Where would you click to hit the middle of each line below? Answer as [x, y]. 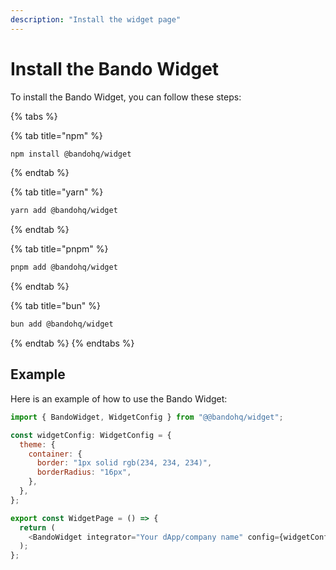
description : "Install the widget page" [96, 19]
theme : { [37, 444]
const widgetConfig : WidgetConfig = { [91, 435]
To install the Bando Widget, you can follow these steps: [126, 97]
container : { [55, 454]
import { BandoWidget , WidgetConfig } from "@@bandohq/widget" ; [147, 417]
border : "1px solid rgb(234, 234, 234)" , [124, 463]
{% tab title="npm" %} [56, 135]
